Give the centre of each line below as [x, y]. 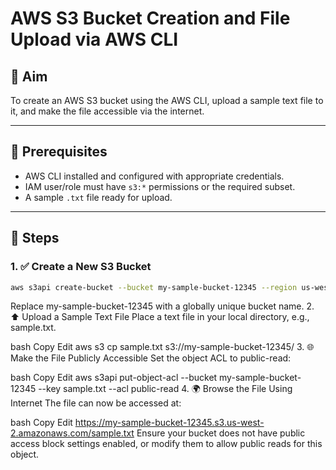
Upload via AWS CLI [94, 39]
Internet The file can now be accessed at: [96, 403]
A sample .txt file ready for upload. [98, 197]
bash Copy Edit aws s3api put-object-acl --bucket [114, 378]
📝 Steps [35, 238]
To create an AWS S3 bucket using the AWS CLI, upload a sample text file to [167, 100]
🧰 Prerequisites [59, 152]
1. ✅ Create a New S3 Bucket [81, 267]
